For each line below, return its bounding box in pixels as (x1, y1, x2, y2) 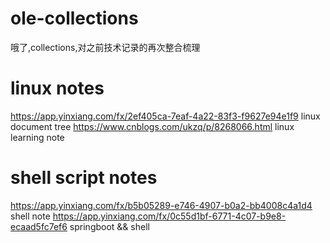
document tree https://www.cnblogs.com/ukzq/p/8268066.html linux (10, 120, 295, 132)
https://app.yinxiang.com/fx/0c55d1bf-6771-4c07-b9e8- (52, 210, 287, 222)
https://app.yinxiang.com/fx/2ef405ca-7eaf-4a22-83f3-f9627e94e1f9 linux (10, 110, 321, 122)
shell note (10, 210, 51, 222)
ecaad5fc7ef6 (10, 220, 68, 232)
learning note (10, 131, 65, 143)
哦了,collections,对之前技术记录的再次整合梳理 (10, 41, 201, 53)
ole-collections (10, 7, 139, 30)
